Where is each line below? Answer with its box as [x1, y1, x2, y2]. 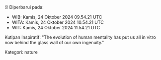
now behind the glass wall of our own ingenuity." [4, 40, 104, 45]
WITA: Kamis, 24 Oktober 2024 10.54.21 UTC [11, 19, 104, 25]
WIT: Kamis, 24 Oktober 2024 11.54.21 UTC [11, 25, 100, 30]
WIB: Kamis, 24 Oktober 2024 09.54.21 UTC [11, 14, 102, 20]
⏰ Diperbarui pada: [4, 4, 44, 10]
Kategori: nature [4, 49, 38, 55]
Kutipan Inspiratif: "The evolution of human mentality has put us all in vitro [4, 34, 156, 40]
